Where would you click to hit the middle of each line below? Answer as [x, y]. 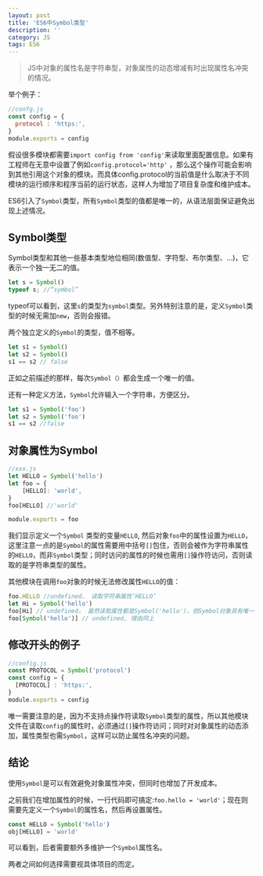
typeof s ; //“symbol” [43, 290]
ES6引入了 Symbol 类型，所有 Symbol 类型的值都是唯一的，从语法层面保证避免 [128, 200]
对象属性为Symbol [53, 450]
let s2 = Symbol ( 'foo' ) [47, 417]
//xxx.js [22, 469]
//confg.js [26, 109]
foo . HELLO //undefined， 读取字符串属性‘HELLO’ [82, 597]
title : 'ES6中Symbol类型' [49, 23]
